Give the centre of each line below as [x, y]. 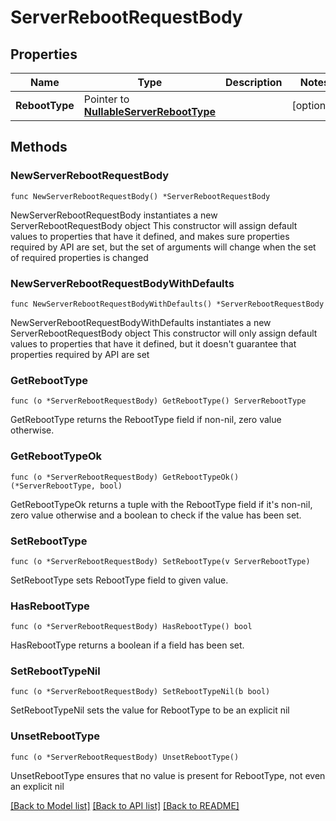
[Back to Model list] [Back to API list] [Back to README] [125, 805]
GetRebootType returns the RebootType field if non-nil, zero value [146, 420]
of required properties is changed [79, 257]
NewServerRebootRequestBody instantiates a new [114, 215]
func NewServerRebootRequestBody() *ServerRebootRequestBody [140, 196]
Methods [39, 147]
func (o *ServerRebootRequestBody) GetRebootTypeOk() [125, 477]
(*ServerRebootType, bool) [66, 486]
